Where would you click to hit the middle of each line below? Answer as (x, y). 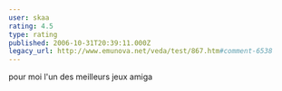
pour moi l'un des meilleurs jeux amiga (81, 77)
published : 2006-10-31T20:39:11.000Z (80, 43)
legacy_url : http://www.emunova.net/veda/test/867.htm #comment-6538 (141, 51)
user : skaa (29, 18)
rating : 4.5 (31, 26)
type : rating (33, 34)
